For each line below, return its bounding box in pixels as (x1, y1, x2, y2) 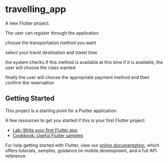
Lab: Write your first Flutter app (12, 127, 78, 133)
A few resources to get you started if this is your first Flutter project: (5, 117, 146, 123)
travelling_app (5, 4, 66, 15)
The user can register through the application (5, 30, 99, 36)
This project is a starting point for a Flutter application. (5, 107, 118, 114)
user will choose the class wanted (5, 64, 75, 70)
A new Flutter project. (5, 20, 50, 26)
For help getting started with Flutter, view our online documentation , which (5, 142, 160, 148)
